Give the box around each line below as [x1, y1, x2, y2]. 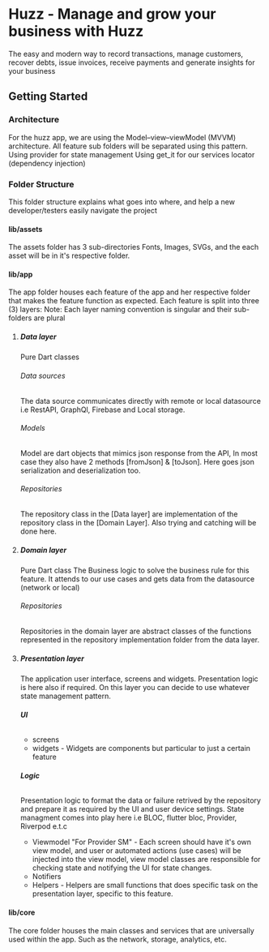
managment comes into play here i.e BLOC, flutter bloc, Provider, [19, 813, 237, 823]
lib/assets [8, 224, 43, 234]
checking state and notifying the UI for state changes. [32, 863, 212, 873]
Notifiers [32, 872, 62, 881]
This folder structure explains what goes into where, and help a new [8, 196, 235, 207]
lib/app [8, 269, 33, 279]
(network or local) [19, 582, 80, 592]
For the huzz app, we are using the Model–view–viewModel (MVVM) [8, 132, 237, 142]
